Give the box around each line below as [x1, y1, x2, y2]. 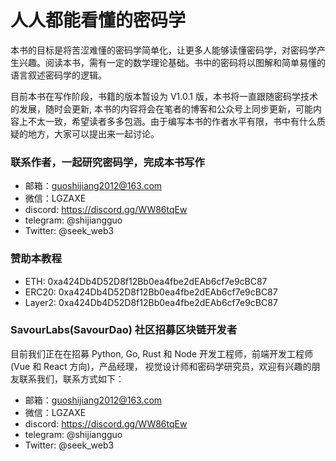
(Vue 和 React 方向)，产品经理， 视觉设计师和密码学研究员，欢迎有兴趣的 [10, 360, 312, 372]
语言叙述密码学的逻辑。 [10, 69, 107, 81]
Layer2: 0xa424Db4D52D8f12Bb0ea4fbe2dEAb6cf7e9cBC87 [24, 296, 278, 308]
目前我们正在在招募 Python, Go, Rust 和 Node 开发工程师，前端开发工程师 [10, 347, 314, 360]
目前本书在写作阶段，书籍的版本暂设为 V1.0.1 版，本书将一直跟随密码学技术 [10, 90, 318, 102]
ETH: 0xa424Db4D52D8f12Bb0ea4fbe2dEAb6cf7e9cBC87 [24, 275, 268, 287]
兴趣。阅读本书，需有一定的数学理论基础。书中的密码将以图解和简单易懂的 [18, 56, 326, 68]
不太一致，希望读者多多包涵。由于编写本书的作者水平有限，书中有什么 [27, 115, 317, 127]
